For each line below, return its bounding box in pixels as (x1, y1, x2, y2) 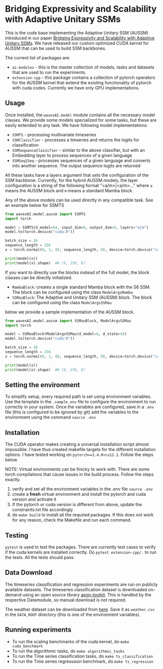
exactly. (5, 477, 21, 483)
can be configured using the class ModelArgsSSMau (12, 299, 112, 305)
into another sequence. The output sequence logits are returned (12, 163, 141, 168)
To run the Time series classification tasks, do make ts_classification (12, 653, 153, 659)
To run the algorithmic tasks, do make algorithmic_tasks (12, 648, 125, 654)
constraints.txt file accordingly (12, 507, 73, 513)
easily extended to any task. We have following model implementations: (5, 122, 148, 128)
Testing (5, 531, 29, 540)
